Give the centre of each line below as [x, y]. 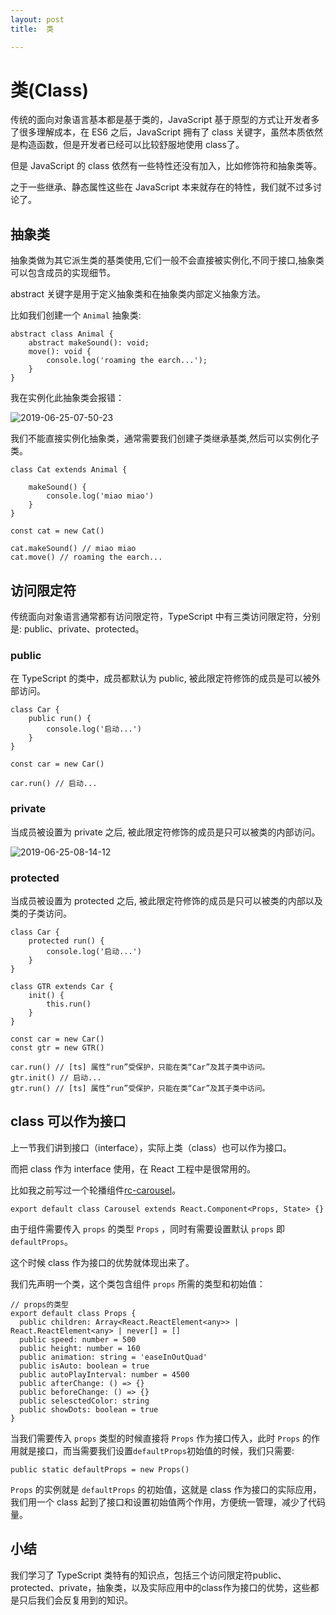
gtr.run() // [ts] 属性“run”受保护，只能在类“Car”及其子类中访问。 [140, 1088]
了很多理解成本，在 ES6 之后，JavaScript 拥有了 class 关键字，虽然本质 [158, 132]
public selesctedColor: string [84, 1401]
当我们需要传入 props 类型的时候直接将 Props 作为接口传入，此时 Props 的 [161, 1438]
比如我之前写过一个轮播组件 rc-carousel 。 [96, 1190]
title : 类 [32, 29]
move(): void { [60, 352]
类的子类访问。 [41, 913]
